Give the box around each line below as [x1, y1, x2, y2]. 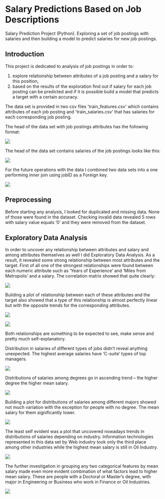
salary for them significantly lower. [5, 410, 76, 416]
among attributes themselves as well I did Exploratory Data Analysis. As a [5, 252, 155, 258]
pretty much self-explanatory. [5, 336, 66, 342]
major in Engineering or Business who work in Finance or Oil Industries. [5, 479, 151, 485]
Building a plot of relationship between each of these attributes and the [5, 292, 150, 298]
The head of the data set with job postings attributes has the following [5, 123, 149, 129]
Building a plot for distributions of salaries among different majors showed [5, 399, 156, 405]
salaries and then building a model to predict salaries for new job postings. [5, 36, 158, 42]
